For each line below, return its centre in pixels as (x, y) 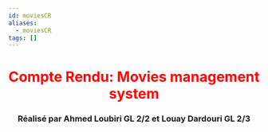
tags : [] (23, 38)
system (134, 94)
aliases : (23, 23)
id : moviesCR (30, 16)
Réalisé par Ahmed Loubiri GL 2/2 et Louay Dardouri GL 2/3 (134, 118)
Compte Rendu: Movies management (134, 77)
